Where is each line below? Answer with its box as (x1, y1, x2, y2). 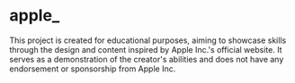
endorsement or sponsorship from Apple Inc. (9, 63, 176, 74)
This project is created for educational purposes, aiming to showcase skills (9, 35, 287, 46)
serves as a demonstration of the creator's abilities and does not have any (9, 54, 284, 64)
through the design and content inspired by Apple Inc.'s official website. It (9, 44, 282, 54)
